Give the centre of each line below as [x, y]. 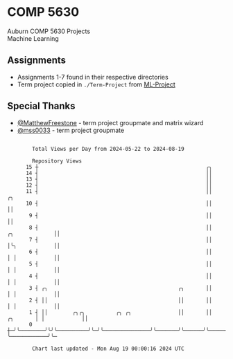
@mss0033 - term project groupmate [71, 130]
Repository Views [57, 161]
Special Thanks [41, 106]
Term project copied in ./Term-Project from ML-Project [96, 84]
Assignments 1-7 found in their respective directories [93, 77]
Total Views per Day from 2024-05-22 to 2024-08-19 [109, 149]
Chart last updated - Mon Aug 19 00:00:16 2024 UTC [109, 349]
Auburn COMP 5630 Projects [49, 31]
